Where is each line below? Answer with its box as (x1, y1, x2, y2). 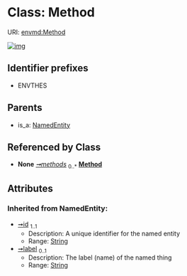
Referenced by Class (7, 141, 101, 153)
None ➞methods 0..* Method (17, 160, 103, 171)
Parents (7, 102, 42, 114)
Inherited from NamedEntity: (7, 203, 108, 213)
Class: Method (7, 4, 96, 21)
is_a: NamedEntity (17, 120, 71, 129)
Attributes (7, 182, 53, 194)
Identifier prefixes (7, 62, 89, 75)
